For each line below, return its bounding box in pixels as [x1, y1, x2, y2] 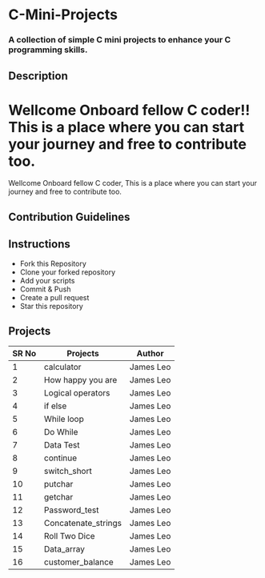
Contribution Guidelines [8, 210, 130, 223]
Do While [43, 427, 78, 438]
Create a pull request [19, 292, 90, 302]
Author [136, 348, 164, 359]
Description [8, 69, 68, 82]
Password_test [43, 504, 99, 516]
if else [43, 400, 67, 411]
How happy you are [43, 375, 118, 386]
